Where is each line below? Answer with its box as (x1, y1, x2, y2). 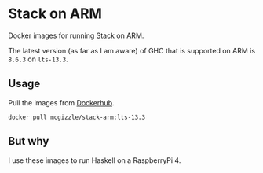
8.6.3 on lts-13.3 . (8, 54, 68, 64)
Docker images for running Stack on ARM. (8, 31, 144, 40)
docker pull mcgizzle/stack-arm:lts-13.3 (8, 113, 146, 121)
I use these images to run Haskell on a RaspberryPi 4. (8, 155, 181, 165)
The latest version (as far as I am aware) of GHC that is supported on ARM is (8, 46, 256, 55)
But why (8, 134, 49, 148)
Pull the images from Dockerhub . (8, 98, 115, 107)
